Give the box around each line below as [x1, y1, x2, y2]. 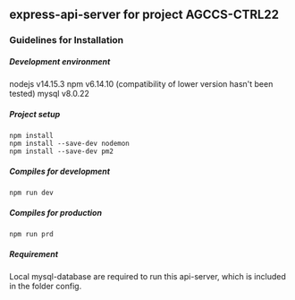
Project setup [9, 108, 61, 119]
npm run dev [9, 188, 54, 198]
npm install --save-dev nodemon [9, 139, 130, 149]
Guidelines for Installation [9, 34, 124, 47]
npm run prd [9, 230, 54, 239]
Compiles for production [9, 207, 103, 218]
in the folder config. [9, 281, 82, 292]
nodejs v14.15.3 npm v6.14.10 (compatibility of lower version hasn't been [9, 79, 274, 90]
